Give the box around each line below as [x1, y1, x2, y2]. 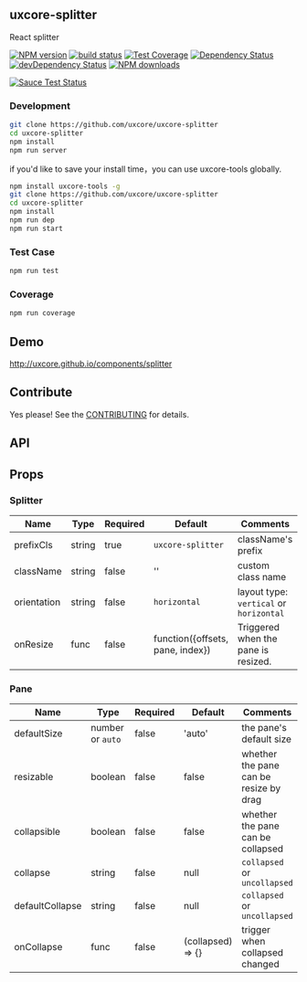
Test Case [9, 246, 55, 259]
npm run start [9, 224, 64, 233]
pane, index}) [153, 643, 211, 656]
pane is [237, 643, 270, 656]
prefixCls [14, 538, 53, 551]
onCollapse [14, 941, 63, 954]
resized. [237, 655, 272, 668]
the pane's [241, 722, 288, 734]
